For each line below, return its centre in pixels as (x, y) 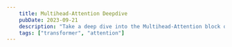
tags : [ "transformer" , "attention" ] (72, 33)
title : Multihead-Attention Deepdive (73, 13)
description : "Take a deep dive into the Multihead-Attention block (120, 26)
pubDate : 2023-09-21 (48, 20)
